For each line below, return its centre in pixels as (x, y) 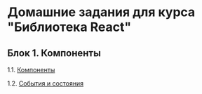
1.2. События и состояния (46, 83)
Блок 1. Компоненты (54, 53)
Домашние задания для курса (101, 12)
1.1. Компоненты (31, 70)
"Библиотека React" (69, 27)
